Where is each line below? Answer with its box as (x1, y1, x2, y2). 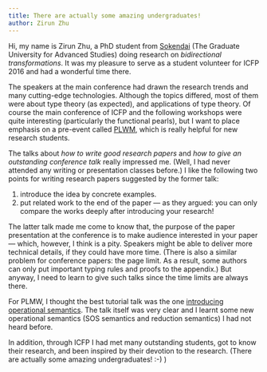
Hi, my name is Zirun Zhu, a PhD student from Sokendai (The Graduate (8, 41, 241, 50)
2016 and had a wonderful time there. (8, 66, 132, 76)
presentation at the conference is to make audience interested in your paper (8, 230, 258, 239)
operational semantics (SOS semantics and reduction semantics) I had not (8, 313, 252, 323)
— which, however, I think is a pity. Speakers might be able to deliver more (8, 239, 253, 248)
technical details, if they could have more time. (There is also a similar (8, 247, 238, 256)
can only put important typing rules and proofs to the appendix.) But (8, 264, 232, 274)
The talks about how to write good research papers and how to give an (8, 148, 241, 158)
